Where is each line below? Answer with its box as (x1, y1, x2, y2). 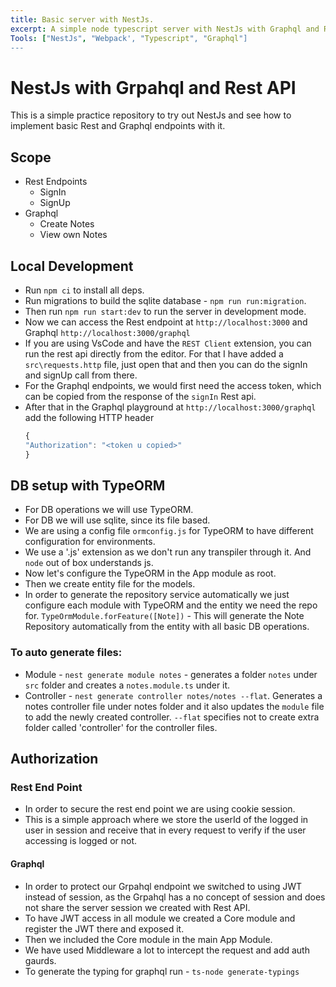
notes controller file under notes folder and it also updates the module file (24, 700, 325, 712)
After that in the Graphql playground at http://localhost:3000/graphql (24, 401, 317, 413)
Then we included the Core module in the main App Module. (24, 933, 273, 945)
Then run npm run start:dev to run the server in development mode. (24, 305, 307, 317)
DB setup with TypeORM (10, 477, 166, 494)
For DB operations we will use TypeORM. (24, 504, 194, 516)
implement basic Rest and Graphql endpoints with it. (10, 120, 226, 132)
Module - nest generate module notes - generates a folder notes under (24, 668, 318, 680)
